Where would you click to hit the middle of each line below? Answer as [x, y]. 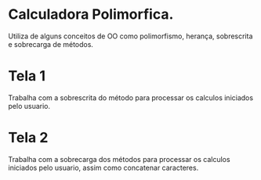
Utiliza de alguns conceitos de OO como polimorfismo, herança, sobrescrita [130, 36]
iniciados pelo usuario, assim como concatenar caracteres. [103, 167]
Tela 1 [27, 76]
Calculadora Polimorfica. [91, 14]
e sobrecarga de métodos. [51, 44]
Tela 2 [28, 138]
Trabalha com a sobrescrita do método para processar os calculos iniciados [130, 97]
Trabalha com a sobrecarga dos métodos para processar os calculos [119, 159]
